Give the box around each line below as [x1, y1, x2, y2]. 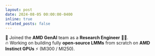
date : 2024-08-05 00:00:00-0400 [5, 12, 73, 17]
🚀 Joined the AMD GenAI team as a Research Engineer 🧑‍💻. [5, 35, 129, 41]
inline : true [5, 16, 33, 21]
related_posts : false [5, 21, 51, 26]
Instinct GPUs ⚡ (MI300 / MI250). [5, 46, 75, 52]
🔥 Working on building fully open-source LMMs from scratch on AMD [5, 40, 150, 46]
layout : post [5, 7, 33, 12]
